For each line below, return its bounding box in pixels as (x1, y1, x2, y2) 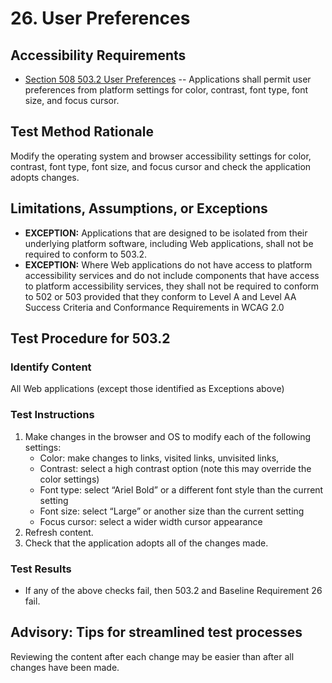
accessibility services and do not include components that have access (24, 269, 320, 281)
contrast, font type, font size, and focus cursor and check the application (10, 160, 312, 172)
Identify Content (10, 360, 92, 374)
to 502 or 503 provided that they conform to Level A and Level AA (24, 290, 297, 302)
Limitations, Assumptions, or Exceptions (10, 200, 268, 217)
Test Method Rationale (10, 123, 154, 141)
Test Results (10, 562, 72, 576)
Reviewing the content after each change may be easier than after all (10, 650, 295, 662)
